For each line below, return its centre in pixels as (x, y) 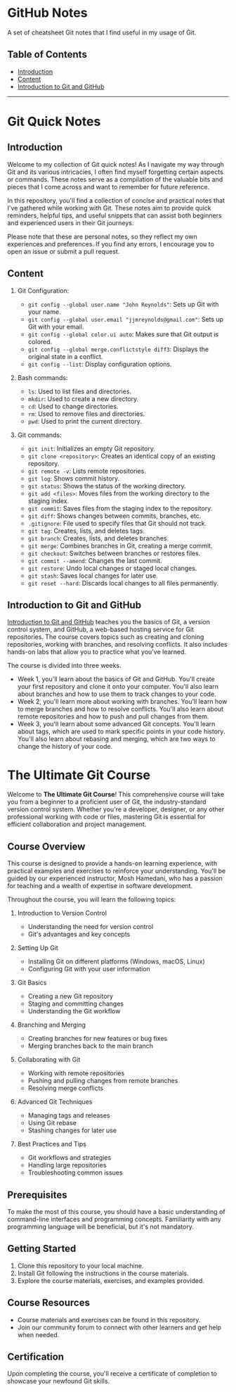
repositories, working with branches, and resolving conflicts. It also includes (117, 645)
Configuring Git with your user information (89, 969)
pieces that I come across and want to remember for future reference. (109, 186)
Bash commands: (42, 377)
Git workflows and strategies (70, 1158)
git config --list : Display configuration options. (100, 364)
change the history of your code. (65, 747)
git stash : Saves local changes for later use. (93, 576)
